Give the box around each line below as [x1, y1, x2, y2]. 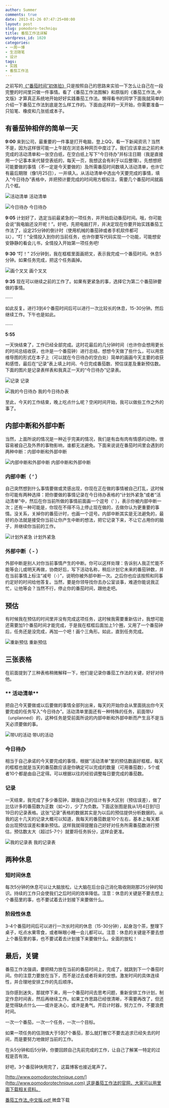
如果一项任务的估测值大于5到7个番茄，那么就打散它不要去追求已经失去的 [5, 1029, 156, 1036]
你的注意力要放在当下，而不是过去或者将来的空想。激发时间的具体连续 [14, 972, 159, 978]
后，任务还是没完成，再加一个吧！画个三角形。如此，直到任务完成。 [5, 629, 146, 635]
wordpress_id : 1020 [5, 36, 46, 41]
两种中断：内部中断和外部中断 [5, 448, 67, 454]
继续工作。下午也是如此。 [5, 311, 58, 318]
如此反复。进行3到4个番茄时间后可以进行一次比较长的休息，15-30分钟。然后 [5, 305, 164, 311]
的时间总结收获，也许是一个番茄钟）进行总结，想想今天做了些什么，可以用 [5, 348, 159, 354]
